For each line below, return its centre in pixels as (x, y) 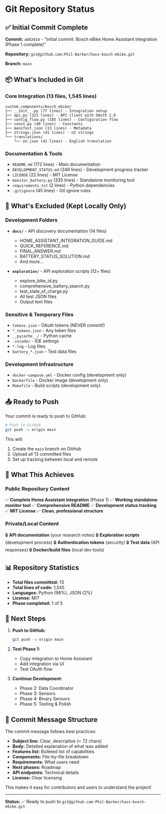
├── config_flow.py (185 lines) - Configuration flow (62, 120)
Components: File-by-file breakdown (50, 757)
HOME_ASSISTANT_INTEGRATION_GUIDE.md (66, 240)
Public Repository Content (38, 489)
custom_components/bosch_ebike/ (38, 107)
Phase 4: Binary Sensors (45, 699)
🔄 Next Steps (25, 619)
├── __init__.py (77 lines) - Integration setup (56, 111)
